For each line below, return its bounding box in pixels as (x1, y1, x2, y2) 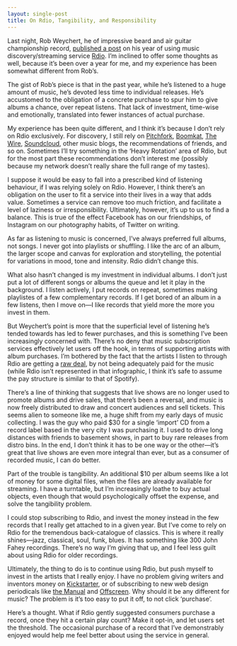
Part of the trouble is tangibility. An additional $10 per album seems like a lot (7, 469, 229, 478)
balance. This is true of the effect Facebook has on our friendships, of (7, 213, 212, 221)
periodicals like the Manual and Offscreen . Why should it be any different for (7, 587, 230, 595)
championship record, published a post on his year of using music (7, 44, 200, 52)
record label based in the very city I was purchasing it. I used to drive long (7, 425, 224, 434)
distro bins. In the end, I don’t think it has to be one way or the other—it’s (7, 440, 219, 449)
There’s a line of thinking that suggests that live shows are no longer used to (7, 388, 230, 396)
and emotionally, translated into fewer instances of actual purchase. (7, 110, 205, 119)
